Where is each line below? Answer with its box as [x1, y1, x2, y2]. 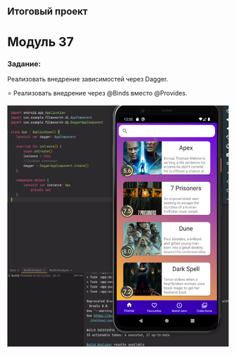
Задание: [7, 59, 41, 69]
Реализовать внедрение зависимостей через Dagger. [7, 74, 169, 83]
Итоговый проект [7, 6, 88, 18]
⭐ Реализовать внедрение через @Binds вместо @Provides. [7, 88, 188, 97]
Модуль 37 [7, 34, 74, 50]
